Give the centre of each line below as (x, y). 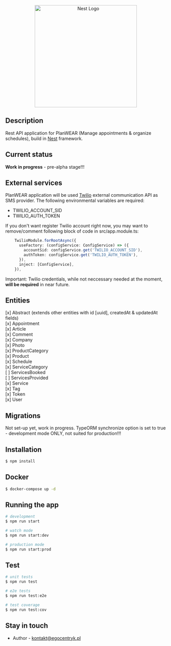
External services (34, 183)
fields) (12, 318)
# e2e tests (18, 591)
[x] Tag (13, 389)
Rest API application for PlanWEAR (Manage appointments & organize (78, 133)
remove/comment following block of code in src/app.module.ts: (72, 231)
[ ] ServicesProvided (27, 378)
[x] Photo (15, 345)
